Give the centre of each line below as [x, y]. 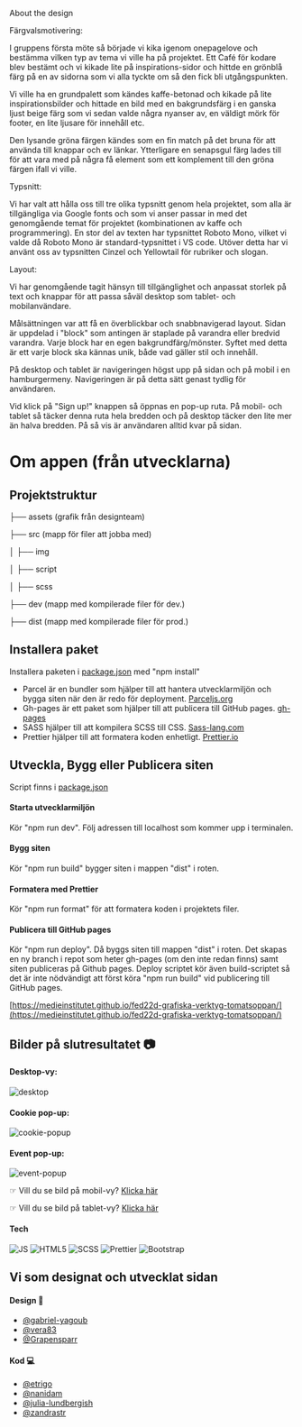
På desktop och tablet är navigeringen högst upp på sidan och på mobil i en [150, 370]
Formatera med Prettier [54, 889]
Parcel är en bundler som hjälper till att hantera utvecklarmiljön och [147, 689]
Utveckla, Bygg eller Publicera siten [111, 765]
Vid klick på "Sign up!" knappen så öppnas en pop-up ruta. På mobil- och [146, 406]
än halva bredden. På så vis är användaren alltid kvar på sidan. [125, 425]
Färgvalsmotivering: [46, 30]
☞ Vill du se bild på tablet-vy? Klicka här [84, 1208]
